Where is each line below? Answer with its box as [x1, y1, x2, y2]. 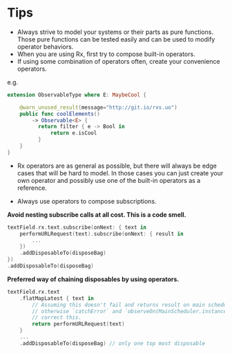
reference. [17, 184, 47, 192]
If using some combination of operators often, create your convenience [17, 57, 220, 65]
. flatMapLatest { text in [19, 294, 95, 302]
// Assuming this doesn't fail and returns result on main [32, 301, 206, 308]
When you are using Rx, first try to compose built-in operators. [17, 50, 195, 58]
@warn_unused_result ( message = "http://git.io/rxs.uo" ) [19, 104, 177, 111]
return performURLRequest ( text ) [32, 321, 126, 328]
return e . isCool [50, 130, 97, 136]
